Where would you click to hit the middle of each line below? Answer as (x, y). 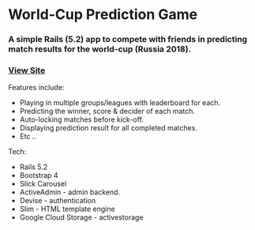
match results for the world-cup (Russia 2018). (100, 49)
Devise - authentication (58, 201)
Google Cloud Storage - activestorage (81, 217)
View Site (27, 70)
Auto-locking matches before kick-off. (82, 119)
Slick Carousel (43, 184)
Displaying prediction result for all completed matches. (108, 128)
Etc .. (28, 137)
